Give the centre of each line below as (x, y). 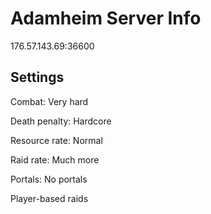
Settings (37, 77)
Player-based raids (49, 198)
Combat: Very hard (49, 101)
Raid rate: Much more (55, 159)
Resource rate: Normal (56, 140)
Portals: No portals (49, 179)
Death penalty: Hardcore (61, 121)
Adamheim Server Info (106, 18)
